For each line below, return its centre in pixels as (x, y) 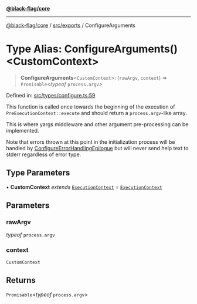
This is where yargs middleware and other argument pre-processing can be (97, 124)
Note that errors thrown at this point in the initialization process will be (91, 142)
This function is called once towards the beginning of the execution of (91, 107)
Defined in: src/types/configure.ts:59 (51, 95)
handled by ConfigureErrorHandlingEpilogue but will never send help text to (97, 148)
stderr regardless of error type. (44, 154)
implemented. (23, 130)
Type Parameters (38, 173)
